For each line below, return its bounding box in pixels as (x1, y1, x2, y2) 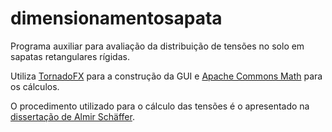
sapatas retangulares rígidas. (10, 50, 130, 62)
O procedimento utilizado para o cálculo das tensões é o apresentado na (10, 100, 310, 112)
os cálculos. (10, 80, 60, 92)
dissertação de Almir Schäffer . (10, 110, 135, 122)
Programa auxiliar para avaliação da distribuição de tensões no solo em (10, 40, 305, 52)
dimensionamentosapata (10, 7, 223, 30)
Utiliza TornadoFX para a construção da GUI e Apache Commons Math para (10, 70, 323, 82)
